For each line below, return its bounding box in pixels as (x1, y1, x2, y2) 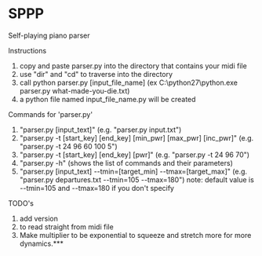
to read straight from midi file (19, 221, 114, 232)
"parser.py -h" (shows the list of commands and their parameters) (19, 158, 233, 167)
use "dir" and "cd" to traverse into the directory (19, 69, 173, 79)
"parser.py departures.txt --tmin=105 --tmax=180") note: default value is (19, 174, 255, 185)
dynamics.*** (19, 239, 64, 248)
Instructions (8, 46, 47, 55)
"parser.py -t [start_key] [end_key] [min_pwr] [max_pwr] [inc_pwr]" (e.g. (19, 133, 254, 142)
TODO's (8, 198, 34, 208)
